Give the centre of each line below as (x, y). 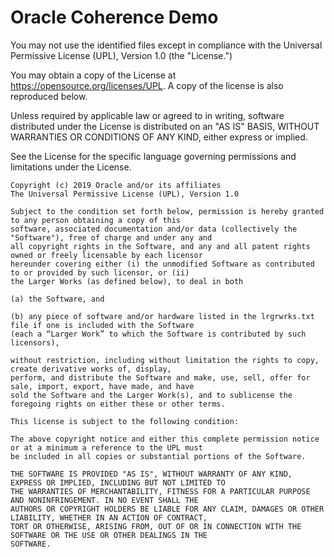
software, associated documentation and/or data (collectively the (154, 229)
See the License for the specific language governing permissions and (153, 156)
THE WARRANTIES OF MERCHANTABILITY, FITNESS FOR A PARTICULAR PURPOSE (160, 491)
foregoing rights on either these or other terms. (118, 404)
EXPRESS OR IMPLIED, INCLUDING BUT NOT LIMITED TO (118, 482)
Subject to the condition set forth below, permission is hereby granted (167, 211)
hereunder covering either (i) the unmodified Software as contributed (162, 264)
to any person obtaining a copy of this (96, 220)
